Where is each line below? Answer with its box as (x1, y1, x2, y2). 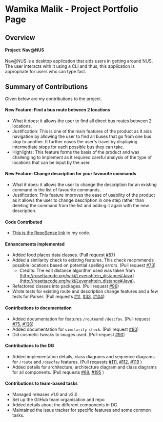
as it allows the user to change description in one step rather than (12, 197, 144, 203)
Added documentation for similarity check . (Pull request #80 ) (12, 326, 139, 332)
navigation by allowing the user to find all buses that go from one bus (12, 133, 151, 139)
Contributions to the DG (5, 343, 55, 349)
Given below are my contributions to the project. (5, 96, 102, 102)
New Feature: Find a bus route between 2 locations (5, 107, 111, 113)
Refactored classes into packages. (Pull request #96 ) (12, 283, 119, 289)
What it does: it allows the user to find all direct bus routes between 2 (12, 118, 152, 124)
